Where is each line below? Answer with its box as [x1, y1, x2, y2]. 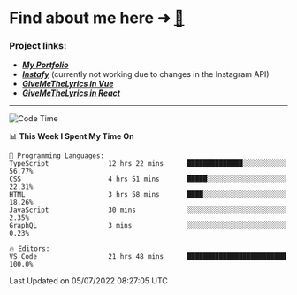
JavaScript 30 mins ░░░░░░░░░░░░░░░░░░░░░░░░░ [9, 206, 287, 215]
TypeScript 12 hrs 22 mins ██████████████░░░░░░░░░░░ [9, 159, 287, 168]
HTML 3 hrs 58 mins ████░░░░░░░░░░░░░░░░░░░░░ [9, 190, 287, 199]
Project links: [9, 40, 67, 52]
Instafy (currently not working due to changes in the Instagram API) [21, 69, 270, 80]
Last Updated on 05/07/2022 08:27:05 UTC [9, 276, 168, 286]
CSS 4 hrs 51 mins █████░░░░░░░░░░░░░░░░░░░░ [9, 175, 287, 184]
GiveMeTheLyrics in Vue [21, 79, 114, 89]
